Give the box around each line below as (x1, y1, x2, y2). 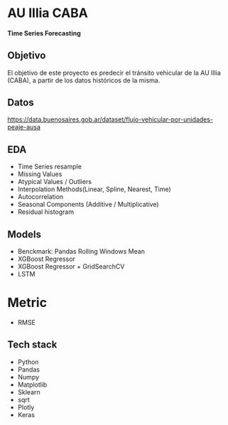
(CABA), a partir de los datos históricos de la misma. (7, 76, 161, 85)
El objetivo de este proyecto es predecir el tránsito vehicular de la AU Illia (7, 68, 222, 77)
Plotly (17, 403, 35, 411)
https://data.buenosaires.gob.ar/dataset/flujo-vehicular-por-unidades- (7, 115, 214, 124)
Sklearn (17, 387, 40, 396)
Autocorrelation (17, 193, 64, 201)
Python (17, 357, 39, 366)
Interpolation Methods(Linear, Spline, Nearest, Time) (17, 185, 172, 193)
